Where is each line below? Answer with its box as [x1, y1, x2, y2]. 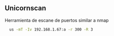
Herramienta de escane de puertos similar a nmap [5, 17, 109, 23]
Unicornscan [5, 4, 46, 12]
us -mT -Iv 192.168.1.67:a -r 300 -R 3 [9, 27, 93, 32]
